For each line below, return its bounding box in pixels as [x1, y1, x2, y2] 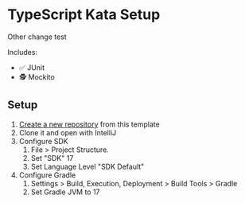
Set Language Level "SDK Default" [30, 162, 145, 171]
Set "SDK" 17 [30, 153, 74, 162]
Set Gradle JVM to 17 [30, 187, 100, 197]
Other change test [7, 32, 67, 41]
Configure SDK [18, 136, 68, 146]
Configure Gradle [18, 170, 76, 180]
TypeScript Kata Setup [7, 6, 161, 24]
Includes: [7, 47, 37, 57]
